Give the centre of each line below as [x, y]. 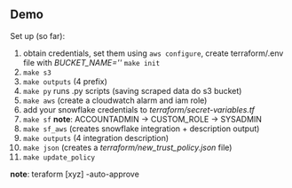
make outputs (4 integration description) [96, 137]
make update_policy [59, 157]
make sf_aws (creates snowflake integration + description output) [141, 129]
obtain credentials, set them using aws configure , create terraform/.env [153, 53]
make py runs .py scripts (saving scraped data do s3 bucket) [132, 90]
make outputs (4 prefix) [65, 81]
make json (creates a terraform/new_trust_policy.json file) [127, 147]
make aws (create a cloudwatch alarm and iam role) [115, 100]
